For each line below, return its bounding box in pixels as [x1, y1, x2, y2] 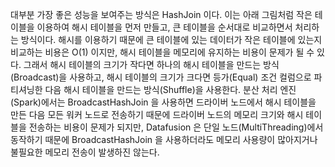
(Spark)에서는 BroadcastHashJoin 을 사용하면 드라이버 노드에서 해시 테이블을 [10, 96, 317, 108]
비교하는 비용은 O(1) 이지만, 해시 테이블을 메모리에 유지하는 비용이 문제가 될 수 [10, 46, 315, 58]
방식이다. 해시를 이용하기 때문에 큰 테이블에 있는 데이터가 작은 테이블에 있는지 [20, 34, 323, 45]
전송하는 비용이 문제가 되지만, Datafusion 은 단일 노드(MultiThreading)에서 [28, 121, 324, 133]
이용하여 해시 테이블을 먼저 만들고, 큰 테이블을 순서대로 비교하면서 [36, 21, 293, 33]
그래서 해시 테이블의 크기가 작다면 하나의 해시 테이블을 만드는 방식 [23, 59, 280, 70]
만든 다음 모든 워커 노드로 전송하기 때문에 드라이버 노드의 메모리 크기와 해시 [10, 109, 304, 120]
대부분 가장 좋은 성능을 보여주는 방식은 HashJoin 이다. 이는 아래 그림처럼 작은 [10, 9, 313, 20]
